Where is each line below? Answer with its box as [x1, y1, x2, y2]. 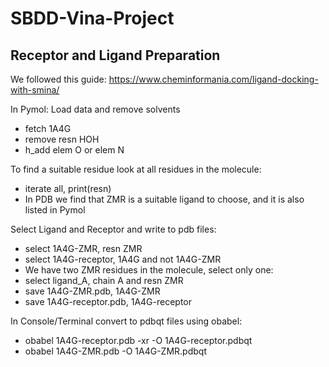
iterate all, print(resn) [24, 183, 112, 194]
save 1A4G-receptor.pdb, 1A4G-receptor [24, 296, 193, 307]
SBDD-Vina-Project [10, 7, 175, 30]
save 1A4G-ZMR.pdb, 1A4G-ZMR [24, 285, 161, 297]
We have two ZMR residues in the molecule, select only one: [24, 264, 274, 276]
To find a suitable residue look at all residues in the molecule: [10, 163, 262, 175]
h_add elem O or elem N [24, 144, 125, 156]
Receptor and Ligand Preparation [10, 47, 221, 64]
